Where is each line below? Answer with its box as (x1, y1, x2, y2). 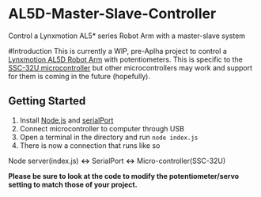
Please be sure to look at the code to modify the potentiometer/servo (8, 171, 240, 180)
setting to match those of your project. (8, 180, 138, 189)
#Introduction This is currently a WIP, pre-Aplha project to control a (8, 46, 228, 55)
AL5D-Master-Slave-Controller (8, 5, 217, 23)
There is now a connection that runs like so (19, 140, 161, 150)
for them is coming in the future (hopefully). (8, 71, 150, 81)
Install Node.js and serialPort (19, 116, 114, 125)
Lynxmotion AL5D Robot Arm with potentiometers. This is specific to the (8, 55, 244, 64)
